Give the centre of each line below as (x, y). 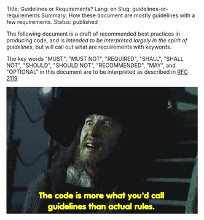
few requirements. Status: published (52, 22)
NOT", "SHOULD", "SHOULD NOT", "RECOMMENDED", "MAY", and (91, 65)
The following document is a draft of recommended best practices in (93, 34)
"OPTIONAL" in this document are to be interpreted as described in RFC (97, 72)
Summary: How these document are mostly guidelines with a (118, 15)
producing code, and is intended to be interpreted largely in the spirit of (97, 40)
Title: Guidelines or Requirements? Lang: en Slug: (69, 9)
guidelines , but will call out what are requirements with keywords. (89, 47)
